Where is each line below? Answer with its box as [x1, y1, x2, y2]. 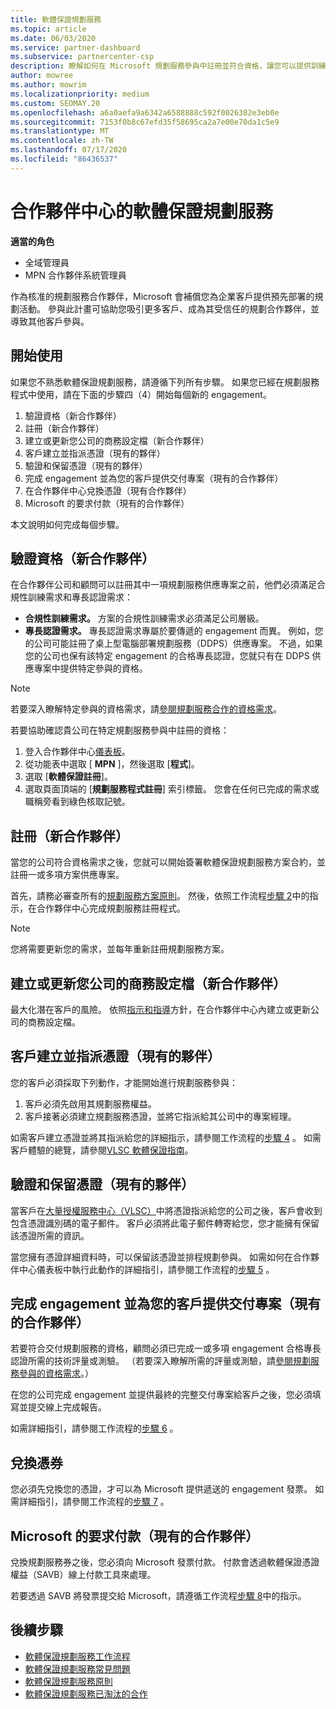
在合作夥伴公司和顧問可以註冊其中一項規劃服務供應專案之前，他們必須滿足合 [10, 579, 326, 591]
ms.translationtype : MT [10, 126, 110, 136]
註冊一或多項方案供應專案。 [10, 869, 125, 881]
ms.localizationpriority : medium [10, 89, 150, 99]
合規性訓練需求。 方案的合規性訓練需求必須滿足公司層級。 [24, 612, 265, 625]
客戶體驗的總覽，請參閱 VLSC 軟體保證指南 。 [10, 1144, 194, 1156]
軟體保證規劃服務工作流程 [24, 1650, 131, 1662]
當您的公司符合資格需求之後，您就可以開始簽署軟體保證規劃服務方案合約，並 [10, 856, 326, 868]
